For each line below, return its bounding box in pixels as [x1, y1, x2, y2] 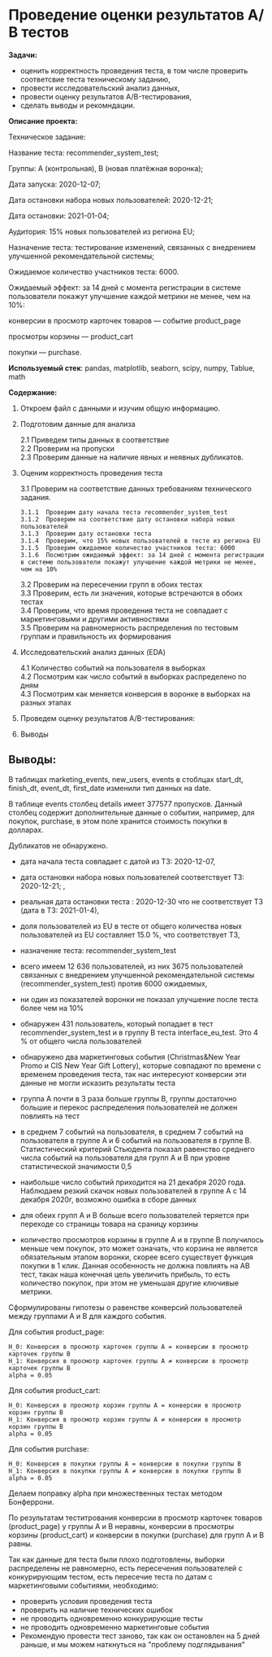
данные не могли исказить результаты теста [19, 1078, 176, 1088]
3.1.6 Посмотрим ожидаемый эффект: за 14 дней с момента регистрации [19, 551, 265, 559]
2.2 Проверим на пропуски [19, 443, 115, 453]
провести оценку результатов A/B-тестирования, [19, 91, 192, 101]
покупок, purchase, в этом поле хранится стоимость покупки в [8, 816, 228, 826]
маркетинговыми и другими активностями [19, 613, 170, 624]
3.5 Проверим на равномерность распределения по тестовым [19, 622, 239, 632]
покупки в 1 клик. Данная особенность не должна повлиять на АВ [19, 1260, 250, 1270]
